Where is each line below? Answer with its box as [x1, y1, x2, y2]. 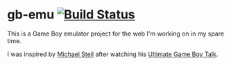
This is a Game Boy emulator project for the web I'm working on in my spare [7, 29, 224, 38]
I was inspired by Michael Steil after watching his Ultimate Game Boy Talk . [7, 50, 219, 58]
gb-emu [7, 7, 55, 23]
